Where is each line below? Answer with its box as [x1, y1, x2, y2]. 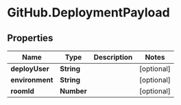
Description [93, 53, 133, 62]
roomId [10, 86, 34, 95]
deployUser [10, 64, 49, 73]
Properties [7, 32, 53, 44]
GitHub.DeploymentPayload [7, 5, 170, 21]
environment [10, 75, 53, 84]
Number [60, 86, 87, 95]
